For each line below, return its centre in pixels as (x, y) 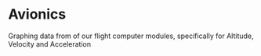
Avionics (37, 14)
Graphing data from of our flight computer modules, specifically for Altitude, (131, 36)
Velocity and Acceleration (50, 44)
